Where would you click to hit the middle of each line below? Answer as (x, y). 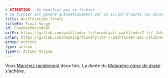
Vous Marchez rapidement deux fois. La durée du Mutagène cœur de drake (83, 66)
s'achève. (15, 71)
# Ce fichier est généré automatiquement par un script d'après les (78, 14)
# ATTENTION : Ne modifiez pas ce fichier (50, 10)
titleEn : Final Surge (28, 24)
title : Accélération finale (34, 19)
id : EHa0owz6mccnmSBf (28, 28)
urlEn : (12, 38)
